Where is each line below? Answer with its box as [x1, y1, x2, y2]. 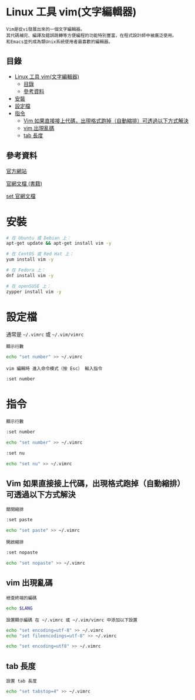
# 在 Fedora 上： [6, 267, 46, 273]
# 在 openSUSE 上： [6, 283, 51, 289]
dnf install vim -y [6, 272, 54, 278]
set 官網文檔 [6, 192, 36, 199]
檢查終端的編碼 [6, 595, 37, 601]
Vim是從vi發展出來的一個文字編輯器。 [6, 26, 85, 32]
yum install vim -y [6, 256, 54, 262]
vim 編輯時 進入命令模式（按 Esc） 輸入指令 [6, 366, 103, 372]
